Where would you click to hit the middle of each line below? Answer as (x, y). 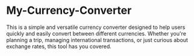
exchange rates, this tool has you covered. (59, 46)
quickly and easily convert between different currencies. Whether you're (96, 33)
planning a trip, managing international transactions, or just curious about (97, 40)
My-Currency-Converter (69, 11)
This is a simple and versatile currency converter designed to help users (96, 27)
